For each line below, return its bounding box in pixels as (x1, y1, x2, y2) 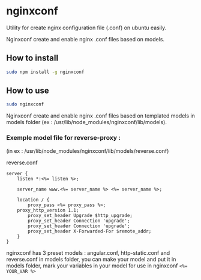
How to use (6, 86, 49, 96)
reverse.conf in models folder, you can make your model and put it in (6, 255, 176, 263)
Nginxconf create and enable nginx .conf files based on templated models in (6, 112, 195, 119)
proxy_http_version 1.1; (17, 207, 79, 213)
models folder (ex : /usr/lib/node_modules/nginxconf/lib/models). (6, 119, 167, 126)
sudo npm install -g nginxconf (6, 69, 85, 75)
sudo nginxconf (6, 101, 44, 107)
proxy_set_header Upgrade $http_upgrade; (28, 212, 133, 218)
